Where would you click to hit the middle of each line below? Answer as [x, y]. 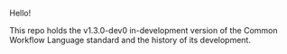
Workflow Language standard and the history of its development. [130, 40]
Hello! [20, 13]
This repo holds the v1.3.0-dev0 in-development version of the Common [143, 30]
